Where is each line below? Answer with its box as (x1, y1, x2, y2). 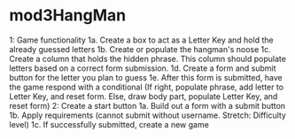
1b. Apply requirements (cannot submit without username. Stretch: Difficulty (9, 110, 286, 120)
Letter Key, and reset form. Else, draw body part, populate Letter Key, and (9, 90, 278, 102)
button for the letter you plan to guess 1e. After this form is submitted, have (9, 72, 283, 82)
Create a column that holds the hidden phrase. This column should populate (9, 53, 286, 64)
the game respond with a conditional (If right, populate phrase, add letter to (9, 81, 284, 92)
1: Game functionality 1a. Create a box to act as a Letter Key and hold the (9, 35, 274, 45)
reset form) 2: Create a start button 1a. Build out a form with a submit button (9, 100, 286, 111)
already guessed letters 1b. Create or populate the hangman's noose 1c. (9, 43, 272, 54)
